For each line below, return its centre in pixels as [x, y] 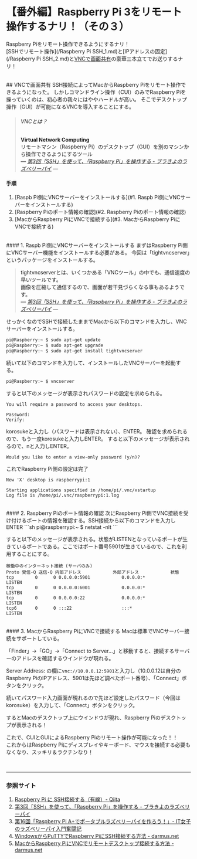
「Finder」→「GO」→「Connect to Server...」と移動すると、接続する [90, 651]
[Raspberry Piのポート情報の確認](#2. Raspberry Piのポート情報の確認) [100, 212]
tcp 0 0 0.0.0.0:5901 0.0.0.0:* [76, 577]
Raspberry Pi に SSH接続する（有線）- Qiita [67, 799]
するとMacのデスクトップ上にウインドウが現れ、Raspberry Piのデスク [91, 717]
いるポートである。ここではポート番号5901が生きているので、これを [99, 546]
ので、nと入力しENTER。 [41, 446]
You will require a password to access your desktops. [74, 404]
